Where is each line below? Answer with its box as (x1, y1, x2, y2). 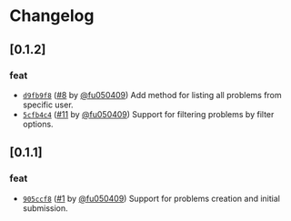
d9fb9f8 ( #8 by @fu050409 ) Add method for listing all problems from (22, 89, 282, 100)
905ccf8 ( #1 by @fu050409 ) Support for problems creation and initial (22, 193, 280, 204)
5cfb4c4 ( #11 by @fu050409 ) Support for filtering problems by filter (22, 108, 275, 119)
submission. (22, 202, 68, 214)
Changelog (9, 5, 95, 26)
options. (22, 118, 54, 129)
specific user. (22, 99, 75, 110)
